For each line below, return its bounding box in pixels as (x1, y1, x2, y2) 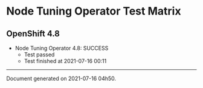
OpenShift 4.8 (6, 29, 60, 39)
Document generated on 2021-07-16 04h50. (6, 75, 117, 82)
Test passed (24, 51, 55, 58)
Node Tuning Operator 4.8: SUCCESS (14, 44, 109, 52)
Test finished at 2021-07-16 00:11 (24, 58, 107, 64)
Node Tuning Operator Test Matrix (6, 4, 181, 18)
